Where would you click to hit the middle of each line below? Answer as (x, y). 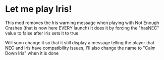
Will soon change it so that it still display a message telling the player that (80, 42)
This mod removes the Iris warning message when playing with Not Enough (82, 23)
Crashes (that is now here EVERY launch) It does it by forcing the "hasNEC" (82, 28)
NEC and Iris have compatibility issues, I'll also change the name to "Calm (81, 48)
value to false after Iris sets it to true (42, 33)
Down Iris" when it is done (32, 53)
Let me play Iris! (38, 9)
